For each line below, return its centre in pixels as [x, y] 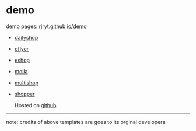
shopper [24, 94]
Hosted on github [35, 105]
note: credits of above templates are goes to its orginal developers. [87, 122]
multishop [27, 83]
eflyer [22, 49]
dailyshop [26, 37]
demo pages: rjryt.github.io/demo [47, 26]
